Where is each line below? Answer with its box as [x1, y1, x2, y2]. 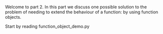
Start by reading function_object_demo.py [5, 23, 90, 29]
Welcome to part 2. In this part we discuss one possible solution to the [5, 4, 147, 10]
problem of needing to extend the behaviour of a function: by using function [5, 9, 158, 15]
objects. [5, 14, 22, 20]
